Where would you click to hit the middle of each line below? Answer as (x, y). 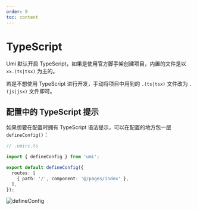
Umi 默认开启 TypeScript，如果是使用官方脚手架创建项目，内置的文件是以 (96, 64)
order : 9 (17, 12)
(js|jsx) (17, 92)
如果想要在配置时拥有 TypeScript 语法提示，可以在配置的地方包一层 (89, 127)
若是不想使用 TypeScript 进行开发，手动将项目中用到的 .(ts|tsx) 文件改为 (97, 84)
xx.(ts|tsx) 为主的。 (32, 71)
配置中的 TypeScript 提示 (53, 112)
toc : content (22, 17)
